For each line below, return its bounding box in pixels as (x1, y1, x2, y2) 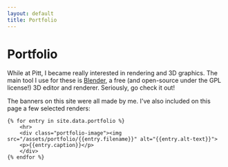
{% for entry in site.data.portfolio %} (7, 118, 126, 125)
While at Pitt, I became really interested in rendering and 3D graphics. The (7, 69, 218, 77)
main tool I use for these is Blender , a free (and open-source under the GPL (7, 77, 222, 85)
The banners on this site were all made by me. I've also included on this (7, 97, 211, 106)
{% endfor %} (7, 154, 45, 161)
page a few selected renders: (7, 104, 91, 112)
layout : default (7, 10, 54, 17)
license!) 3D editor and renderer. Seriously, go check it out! (7, 83, 175, 92)
